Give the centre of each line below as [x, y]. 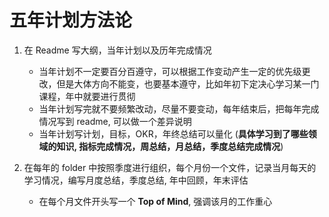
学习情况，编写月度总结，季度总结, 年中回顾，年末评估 [136, 180]
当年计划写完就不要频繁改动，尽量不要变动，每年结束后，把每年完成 [179, 108]
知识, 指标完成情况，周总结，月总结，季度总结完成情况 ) [170, 146]
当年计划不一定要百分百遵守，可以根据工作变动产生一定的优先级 [170, 71]
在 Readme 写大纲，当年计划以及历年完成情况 [117, 50]
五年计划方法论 [71, 20]
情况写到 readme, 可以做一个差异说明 [115, 121]
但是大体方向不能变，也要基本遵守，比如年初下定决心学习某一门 [188, 83]
